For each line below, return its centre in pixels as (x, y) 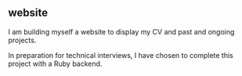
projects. (22, 40)
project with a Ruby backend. (55, 63)
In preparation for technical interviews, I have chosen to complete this (121, 55)
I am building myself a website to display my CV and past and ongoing (121, 31)
